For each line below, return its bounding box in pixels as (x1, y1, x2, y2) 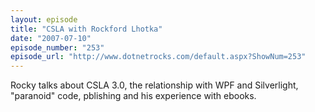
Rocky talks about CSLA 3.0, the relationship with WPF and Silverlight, (10, 79, 299, 91)
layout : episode (10, 14, 78, 25)
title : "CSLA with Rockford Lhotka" (10, 24, 163, 34)
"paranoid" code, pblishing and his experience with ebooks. (10, 90, 257, 102)
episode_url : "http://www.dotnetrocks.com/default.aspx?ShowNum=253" (10, 52, 307, 62)
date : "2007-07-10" (10, 33, 92, 43)
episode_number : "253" (10, 42, 105, 53)
